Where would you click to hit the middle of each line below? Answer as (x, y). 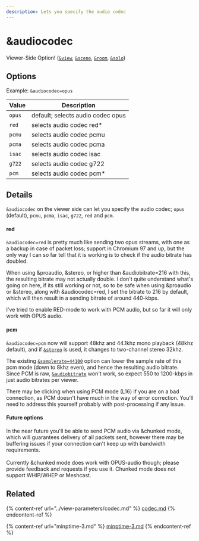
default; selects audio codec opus (79, 116)
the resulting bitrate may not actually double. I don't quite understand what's (100, 279)
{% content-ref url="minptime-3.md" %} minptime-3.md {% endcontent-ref (99, 526)
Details (19, 195)
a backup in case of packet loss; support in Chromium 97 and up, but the (95, 248)
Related (21, 494)
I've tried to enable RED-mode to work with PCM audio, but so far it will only (99, 310)
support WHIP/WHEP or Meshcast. (49, 475)
